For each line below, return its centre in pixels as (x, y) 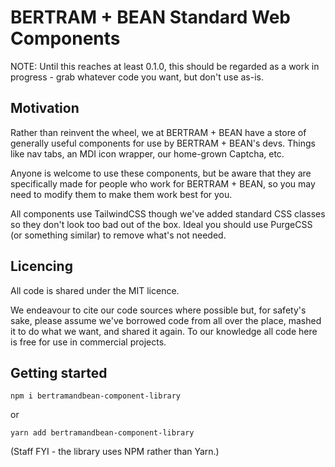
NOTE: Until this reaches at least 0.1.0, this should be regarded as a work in (165, 66)
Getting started (59, 372)
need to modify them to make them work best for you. (121, 194)
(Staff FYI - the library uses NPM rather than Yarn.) (115, 452)
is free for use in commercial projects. (88, 342)
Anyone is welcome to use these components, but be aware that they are (161, 173)
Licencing (41, 266)
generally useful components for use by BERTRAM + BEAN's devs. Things (163, 143)
